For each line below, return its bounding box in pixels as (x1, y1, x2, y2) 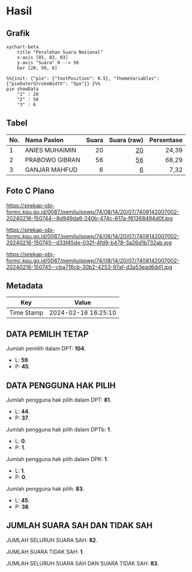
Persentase (149, 136, 183, 144)
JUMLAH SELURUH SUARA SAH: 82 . (6, 536, 98, 544)
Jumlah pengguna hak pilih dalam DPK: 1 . (6, 456, 109, 463)
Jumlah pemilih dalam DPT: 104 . (6, 345, 86, 352)
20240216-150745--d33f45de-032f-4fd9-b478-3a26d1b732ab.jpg (6, 239, 172, 246)
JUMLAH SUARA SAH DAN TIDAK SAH (6, 520, 153, 531)
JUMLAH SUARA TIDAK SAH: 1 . (6, 548, 84, 555)
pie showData (6, 86, 39, 92)
